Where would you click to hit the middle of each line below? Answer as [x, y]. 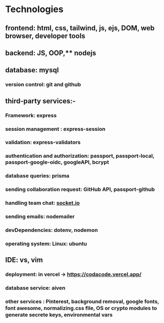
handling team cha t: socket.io [42, 203]
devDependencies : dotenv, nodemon [52, 230]
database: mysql [32, 70]
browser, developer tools [45, 36]
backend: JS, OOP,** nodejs [51, 53]
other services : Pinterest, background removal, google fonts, [82, 302]
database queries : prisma [37, 176]
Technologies [35, 9]
